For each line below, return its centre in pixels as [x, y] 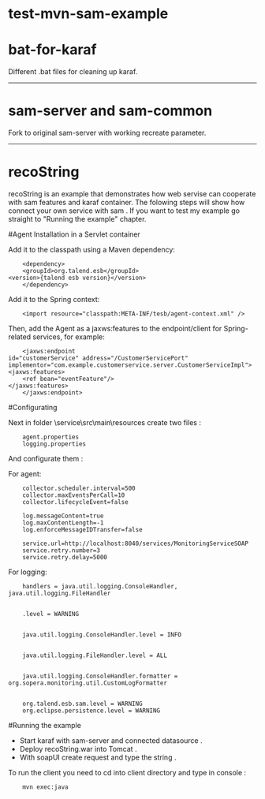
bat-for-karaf [52, 50]
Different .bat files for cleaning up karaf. [73, 72]
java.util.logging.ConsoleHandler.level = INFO [102, 635]
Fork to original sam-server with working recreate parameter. [107, 133]
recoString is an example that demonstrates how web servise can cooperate [132, 194]
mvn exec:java [45, 787]
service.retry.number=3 [62, 551]
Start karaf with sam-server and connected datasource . [111, 741]
